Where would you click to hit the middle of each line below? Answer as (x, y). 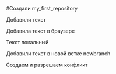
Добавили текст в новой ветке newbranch (58, 54)
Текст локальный (27, 42)
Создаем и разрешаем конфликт (47, 65)
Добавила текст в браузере (41, 31)
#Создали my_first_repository (42, 8)
